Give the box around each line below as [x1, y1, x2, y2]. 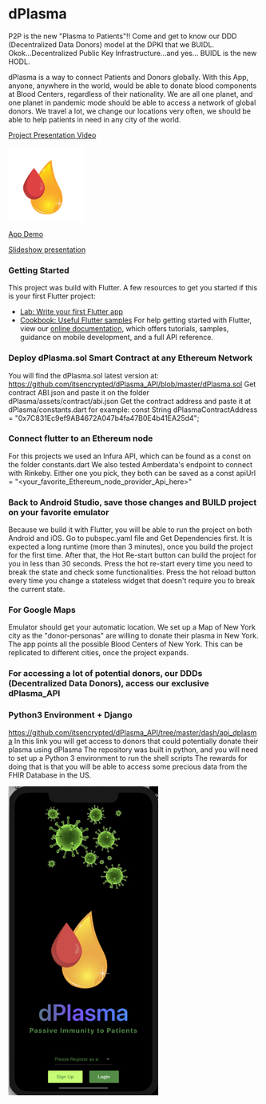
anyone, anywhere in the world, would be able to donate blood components [8, 81, 257, 90]
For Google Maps [8, 605, 76, 616]
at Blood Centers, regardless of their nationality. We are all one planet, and [8, 89, 253, 98]
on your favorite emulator [8, 506, 109, 518]
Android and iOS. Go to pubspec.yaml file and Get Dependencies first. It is [8, 534, 252, 543]
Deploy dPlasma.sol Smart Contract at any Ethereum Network [8, 353, 253, 364]
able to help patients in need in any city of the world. [8, 114, 181, 124]
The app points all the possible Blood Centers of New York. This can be [8, 639, 244, 649]
